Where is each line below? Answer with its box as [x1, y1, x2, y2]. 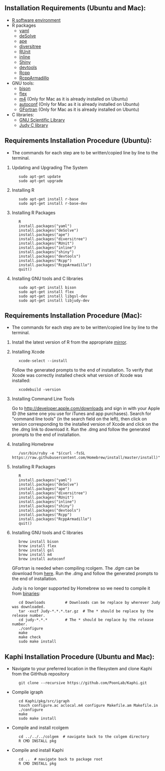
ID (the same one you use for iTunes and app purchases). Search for [11, 410, 152, 417]
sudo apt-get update [18, 174, 61, 179]
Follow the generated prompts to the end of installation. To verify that [11, 367, 153, 373]
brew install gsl [18, 548, 54, 553]
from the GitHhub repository [11, 671, 70, 677]
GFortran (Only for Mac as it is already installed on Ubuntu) [19, 106, 139, 112]
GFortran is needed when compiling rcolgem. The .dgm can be [11, 565, 140, 571]
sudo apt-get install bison [18, 285, 77, 290]
